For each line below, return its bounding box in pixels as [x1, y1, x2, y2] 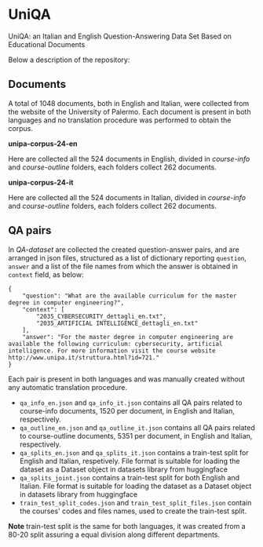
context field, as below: [8, 269, 84, 279]
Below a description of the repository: [8, 55, 130, 64]
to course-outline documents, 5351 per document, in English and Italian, [19, 431, 253, 440]
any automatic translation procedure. [8, 382, 128, 392]
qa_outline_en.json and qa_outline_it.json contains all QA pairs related [19, 422, 255, 432]
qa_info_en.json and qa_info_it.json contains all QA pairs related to [19, 398, 243, 407]
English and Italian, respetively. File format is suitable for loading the [19, 456, 240, 465]
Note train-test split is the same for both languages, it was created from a [8, 521, 246, 531]
